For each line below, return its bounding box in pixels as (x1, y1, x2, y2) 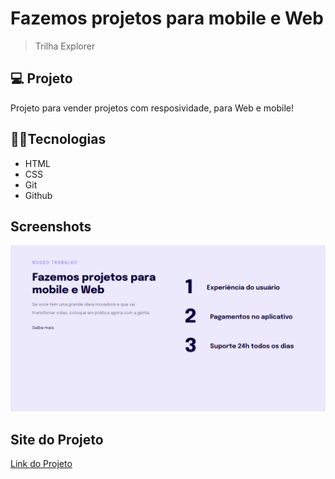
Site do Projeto (10, 431, 104, 448)
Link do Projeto (10, 457, 73, 469)
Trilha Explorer (34, 40, 96, 52)
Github (24, 189, 53, 201)
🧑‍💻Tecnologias (10, 131, 107, 148)
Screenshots (10, 218, 92, 235)
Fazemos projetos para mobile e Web (10, 7, 324, 30)
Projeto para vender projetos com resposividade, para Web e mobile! (10, 102, 295, 114)
